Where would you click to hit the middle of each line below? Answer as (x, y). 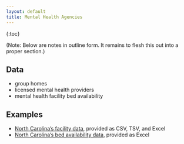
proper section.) (26, 51)
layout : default (26, 11)
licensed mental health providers (54, 90)
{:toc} (13, 33)
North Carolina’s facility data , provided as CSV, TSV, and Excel (90, 129)
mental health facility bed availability (59, 96)
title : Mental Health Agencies (44, 17)
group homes (31, 84)
